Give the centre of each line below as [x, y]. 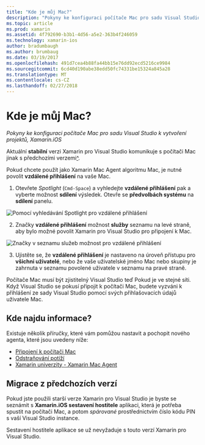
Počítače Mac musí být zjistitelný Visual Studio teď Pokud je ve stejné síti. [99, 279]
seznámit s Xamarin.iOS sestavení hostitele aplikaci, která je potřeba [94, 405]
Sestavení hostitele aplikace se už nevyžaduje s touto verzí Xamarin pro [96, 430]
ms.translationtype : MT [37, 75]
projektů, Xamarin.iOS [34, 139]
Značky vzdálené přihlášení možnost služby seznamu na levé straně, [103, 224]
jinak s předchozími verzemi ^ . [43, 158]
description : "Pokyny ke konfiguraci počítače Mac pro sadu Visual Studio [103, 18]
